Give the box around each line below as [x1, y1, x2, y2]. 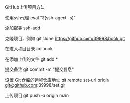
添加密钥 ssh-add [5, 25, 41, 31]
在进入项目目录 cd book [5, 46, 53, 51]
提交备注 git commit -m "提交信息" [5, 66, 74, 72]
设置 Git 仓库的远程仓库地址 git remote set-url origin [5, 77, 109, 82]
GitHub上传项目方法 [5, 4, 45, 10]
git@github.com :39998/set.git [5, 82, 66, 88]
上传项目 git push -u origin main [5, 92, 69, 98]
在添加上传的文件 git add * [5, 56, 58, 62]
